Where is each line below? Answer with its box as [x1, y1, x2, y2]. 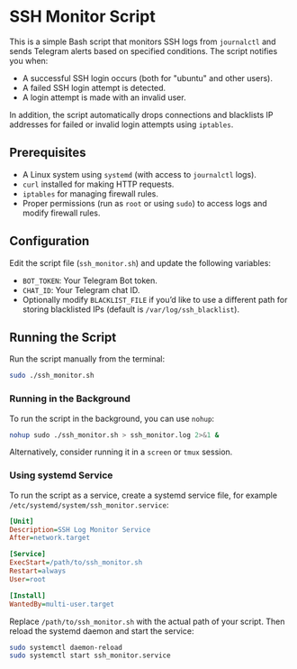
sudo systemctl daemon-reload [9, 643, 123, 652]
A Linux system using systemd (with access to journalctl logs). [22, 169, 256, 179]
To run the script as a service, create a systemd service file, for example [9, 490, 277, 500]
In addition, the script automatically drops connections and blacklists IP [9, 109, 274, 120]
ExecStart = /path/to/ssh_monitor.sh [9, 558, 143, 567]
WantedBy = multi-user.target [9, 600, 115, 609]
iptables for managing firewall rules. [22, 188, 159, 199]
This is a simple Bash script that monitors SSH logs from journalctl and [9, 36, 276, 47]
